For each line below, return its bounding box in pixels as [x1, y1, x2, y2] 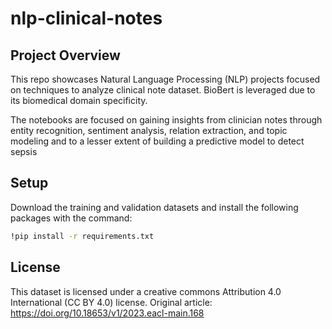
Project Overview [10, 47, 121, 64]
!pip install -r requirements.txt [10, 231, 155, 241]
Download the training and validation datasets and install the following [10, 201, 299, 213]
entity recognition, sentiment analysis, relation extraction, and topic [10, 125, 288, 136]
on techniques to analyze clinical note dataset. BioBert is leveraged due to [10, 84, 316, 96]
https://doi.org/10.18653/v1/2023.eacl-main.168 [10, 307, 205, 319]
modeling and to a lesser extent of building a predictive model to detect [10, 135, 305, 147]
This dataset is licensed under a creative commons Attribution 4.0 [10, 285, 282, 297]
